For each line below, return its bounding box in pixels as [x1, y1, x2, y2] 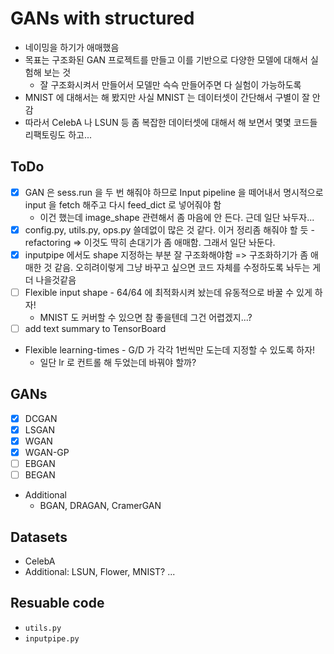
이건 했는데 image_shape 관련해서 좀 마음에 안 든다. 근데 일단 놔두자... [39, 211, 315, 223]
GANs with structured [10, 7, 195, 30]
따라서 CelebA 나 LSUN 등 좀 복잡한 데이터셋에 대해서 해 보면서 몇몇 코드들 [24, 116, 318, 128]
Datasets [10, 528, 68, 546]
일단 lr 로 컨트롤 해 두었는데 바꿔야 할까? [39, 357, 197, 369]
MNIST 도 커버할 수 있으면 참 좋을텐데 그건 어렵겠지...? [39, 312, 253, 323]
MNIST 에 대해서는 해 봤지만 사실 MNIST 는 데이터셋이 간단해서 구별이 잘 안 [24, 91, 321, 103]
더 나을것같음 [24, 273, 77, 286]
